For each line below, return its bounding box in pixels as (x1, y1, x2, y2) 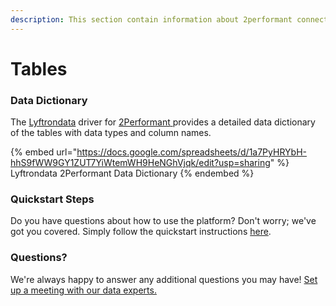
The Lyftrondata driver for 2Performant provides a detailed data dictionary (10, 116, 316, 128)
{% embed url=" (10, 146, 78, 158)
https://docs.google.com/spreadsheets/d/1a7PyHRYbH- (76, 146, 307, 158)
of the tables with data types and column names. (10, 127, 212, 139)
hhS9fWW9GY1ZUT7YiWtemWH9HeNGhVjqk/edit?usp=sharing (10, 157, 271, 169)
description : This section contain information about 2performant (10, 14, 293, 25)
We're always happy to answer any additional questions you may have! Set (10, 273, 318, 285)
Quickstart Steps (10, 192, 95, 206)
